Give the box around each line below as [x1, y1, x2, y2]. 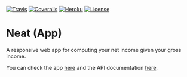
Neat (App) [6, 27, 62, 40]
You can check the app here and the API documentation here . [6, 64, 158, 71]
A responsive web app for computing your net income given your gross [6, 46, 182, 53]
